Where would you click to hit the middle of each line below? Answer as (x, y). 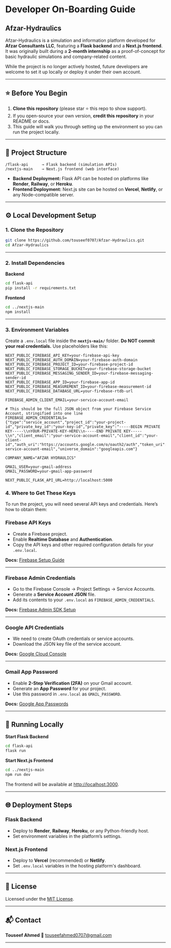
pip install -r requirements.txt (41, 288)
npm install (18, 312)
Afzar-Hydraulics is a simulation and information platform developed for (80, 40)
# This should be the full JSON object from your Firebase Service (78, 409)
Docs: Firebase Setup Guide (35, 560)
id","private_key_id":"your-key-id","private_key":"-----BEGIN (74, 427)
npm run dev (18, 775)
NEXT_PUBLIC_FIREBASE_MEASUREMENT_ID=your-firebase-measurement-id (78, 387)
